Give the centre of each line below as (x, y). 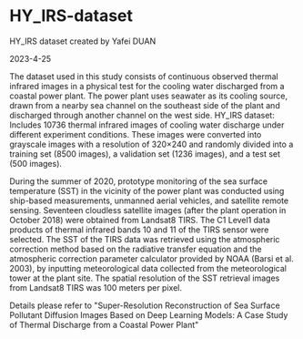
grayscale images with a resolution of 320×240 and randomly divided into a (151, 144)
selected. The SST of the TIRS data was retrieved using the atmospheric (145, 239)
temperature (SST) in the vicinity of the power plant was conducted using (147, 190)
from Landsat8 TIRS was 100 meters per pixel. (96, 287)
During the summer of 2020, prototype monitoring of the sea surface (139, 181)
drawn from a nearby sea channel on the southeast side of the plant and (145, 105)
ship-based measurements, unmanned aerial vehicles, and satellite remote (149, 200)
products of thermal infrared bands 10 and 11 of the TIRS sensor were (139, 230)
